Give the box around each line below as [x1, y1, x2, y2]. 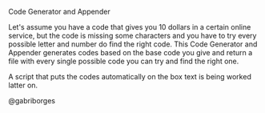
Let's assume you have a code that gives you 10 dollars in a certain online [8, 22, 251, 31]
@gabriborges [8, 96, 56, 105]
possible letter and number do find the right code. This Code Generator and [8, 39, 258, 49]
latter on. [8, 80, 38, 90]
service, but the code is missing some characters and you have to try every [8, 31, 257, 40]
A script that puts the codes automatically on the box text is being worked [8, 72, 252, 81]
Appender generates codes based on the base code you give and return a [8, 48, 253, 57]
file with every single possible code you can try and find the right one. [8, 56, 239, 66]
